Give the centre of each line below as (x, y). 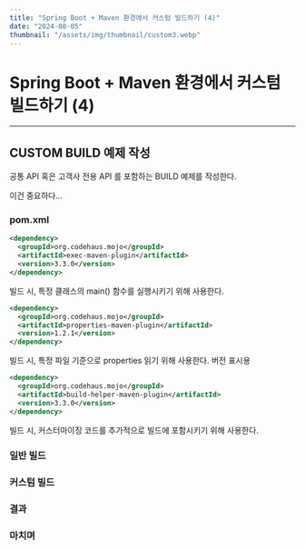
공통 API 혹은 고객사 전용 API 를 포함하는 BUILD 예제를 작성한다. (123, 176)
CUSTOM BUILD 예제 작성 (80, 152)
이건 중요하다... (36, 195)
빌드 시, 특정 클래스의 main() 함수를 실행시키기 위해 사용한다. (117, 291)
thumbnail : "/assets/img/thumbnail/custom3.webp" (105, 35)
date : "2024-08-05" (46, 26)
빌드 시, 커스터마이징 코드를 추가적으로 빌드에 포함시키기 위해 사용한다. (134, 430)
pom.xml (30, 220)
